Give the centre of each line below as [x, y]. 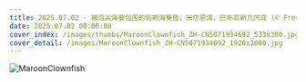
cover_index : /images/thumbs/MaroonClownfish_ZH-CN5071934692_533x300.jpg [154, 34]
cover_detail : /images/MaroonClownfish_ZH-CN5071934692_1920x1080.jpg [146, 43]
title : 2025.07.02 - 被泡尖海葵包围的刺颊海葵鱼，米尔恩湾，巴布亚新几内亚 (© [144, 18]
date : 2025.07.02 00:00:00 [61, 26]
